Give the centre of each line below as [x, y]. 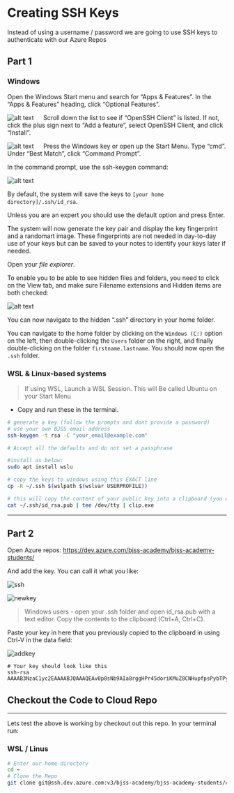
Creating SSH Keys [63, 13]
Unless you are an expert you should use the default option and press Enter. [116, 215]
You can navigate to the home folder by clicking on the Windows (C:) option [115, 333]
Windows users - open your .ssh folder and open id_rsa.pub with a [120, 612]
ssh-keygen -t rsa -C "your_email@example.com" [78, 435]
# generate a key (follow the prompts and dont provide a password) [109, 422]
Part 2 [21, 534]
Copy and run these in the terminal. [68, 409]
